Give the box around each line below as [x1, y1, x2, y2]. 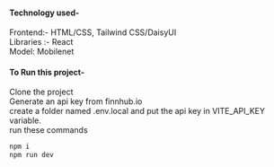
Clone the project [9, 86, 74, 98]
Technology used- [9, 7, 80, 18]
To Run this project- [9, 66, 85, 77]
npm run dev [9, 151, 54, 160]
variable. [9, 115, 42, 126]
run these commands [9, 125, 88, 136]
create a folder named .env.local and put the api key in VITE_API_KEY [9, 106, 265, 117]
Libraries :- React [9, 37, 74, 48]
